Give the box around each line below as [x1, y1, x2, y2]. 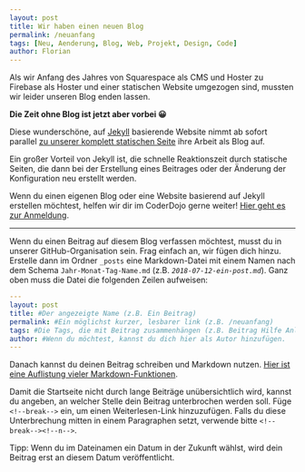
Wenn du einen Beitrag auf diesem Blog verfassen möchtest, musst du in [9, 236, 282, 247]
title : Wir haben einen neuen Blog [9, 22, 144, 31]
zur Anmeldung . [9, 210, 70, 221]
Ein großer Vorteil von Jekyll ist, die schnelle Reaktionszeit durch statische [9, 153, 288, 164]
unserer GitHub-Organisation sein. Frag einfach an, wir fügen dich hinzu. [9, 246, 281, 257]
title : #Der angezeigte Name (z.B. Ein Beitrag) [9, 309, 197, 318]
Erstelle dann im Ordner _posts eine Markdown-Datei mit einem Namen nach [9, 255, 296, 266]
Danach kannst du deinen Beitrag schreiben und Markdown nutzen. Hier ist [9, 359, 290, 370]
